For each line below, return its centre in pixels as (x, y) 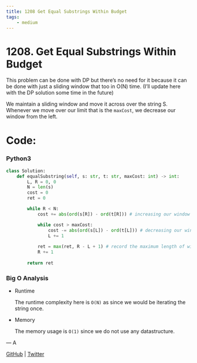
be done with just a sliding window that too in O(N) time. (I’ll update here (93, 86)
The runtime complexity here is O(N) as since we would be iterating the (100, 302)
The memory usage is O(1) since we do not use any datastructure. (94, 331)
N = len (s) (40, 187)
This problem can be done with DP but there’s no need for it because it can (97, 80)
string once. (29, 308)
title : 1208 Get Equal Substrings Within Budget (67, 11)
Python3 (18, 159)
